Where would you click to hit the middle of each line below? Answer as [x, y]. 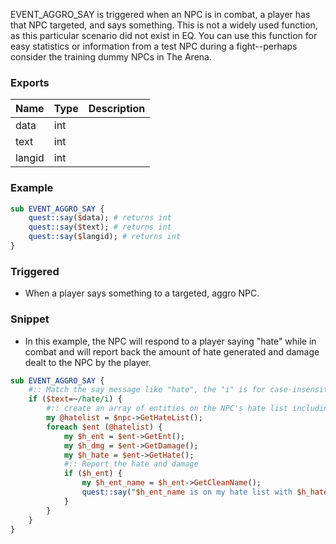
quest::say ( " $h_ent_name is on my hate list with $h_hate [205, 492]
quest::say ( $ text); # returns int [100, 227]
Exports [30, 82]
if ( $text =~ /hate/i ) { [75, 399]
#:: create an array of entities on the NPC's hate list [167, 409]
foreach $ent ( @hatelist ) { [104, 427]
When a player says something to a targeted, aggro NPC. [142, 293]
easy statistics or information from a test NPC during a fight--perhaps [154, 46]
